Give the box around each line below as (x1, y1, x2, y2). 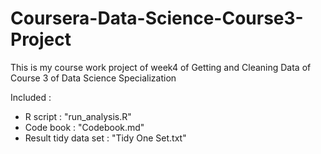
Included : (10, 91, 52, 103)
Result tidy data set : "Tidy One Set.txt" (24, 132, 187, 144)
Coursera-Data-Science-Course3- (10, 7, 304, 30)
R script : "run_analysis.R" (24, 110, 132, 122)
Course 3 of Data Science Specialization (10, 72, 177, 84)
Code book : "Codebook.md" (24, 121, 145, 133)
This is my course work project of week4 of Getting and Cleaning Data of (10, 61, 312, 73)
